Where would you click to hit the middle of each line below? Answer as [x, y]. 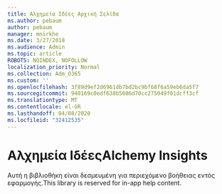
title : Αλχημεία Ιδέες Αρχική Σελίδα [63, 14]
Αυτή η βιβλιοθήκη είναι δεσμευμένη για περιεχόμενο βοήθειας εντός [111, 175]
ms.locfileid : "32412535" [46, 120]
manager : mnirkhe [33, 34]
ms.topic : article [35, 54]
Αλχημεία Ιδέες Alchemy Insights [107, 155]
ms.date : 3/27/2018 [36, 41]
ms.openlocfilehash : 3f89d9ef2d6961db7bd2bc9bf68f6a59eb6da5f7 [103, 87]
